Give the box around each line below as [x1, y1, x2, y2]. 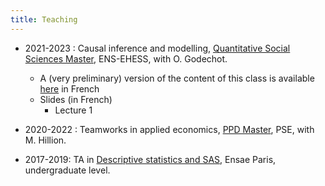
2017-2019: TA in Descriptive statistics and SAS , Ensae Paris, [24, 153, 277, 165]
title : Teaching [10, 14, 78, 25]
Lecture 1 [54, 104, 93, 116]
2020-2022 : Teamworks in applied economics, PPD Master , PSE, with [24, 123, 315, 135]
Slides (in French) [39, 93, 113, 105]
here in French [39, 82, 100, 95]
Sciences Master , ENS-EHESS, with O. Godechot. [24, 52, 228, 65]
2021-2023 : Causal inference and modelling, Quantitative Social [24, 42, 291, 54]
